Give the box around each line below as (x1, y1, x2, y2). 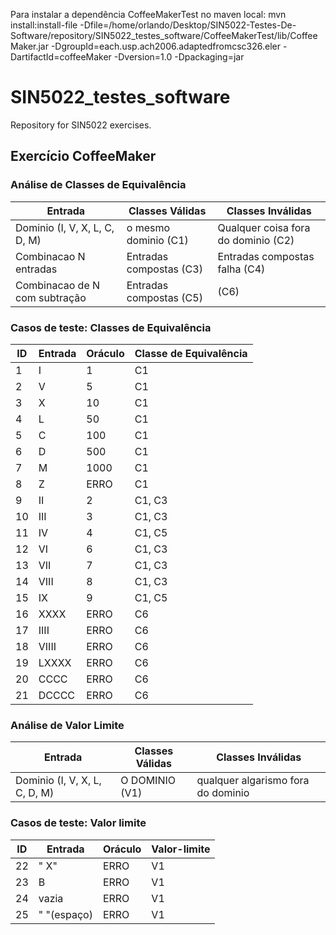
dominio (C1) (126, 233, 189, 247)
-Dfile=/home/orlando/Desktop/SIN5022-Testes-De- (79, 19, 297, 31)
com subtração (15, 290, 87, 304)
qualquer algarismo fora (196, 774, 310, 788)
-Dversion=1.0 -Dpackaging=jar (113, 51, 245, 63)
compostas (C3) (126, 262, 203, 276)
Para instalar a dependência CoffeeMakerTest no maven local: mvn (10, 9, 287, 20)
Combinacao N (15, 249, 86, 263)
